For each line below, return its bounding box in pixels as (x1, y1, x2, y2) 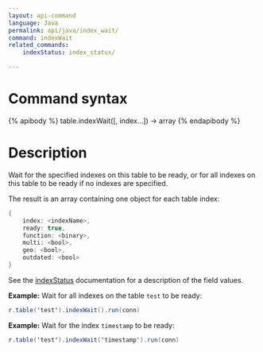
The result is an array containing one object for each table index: (8, 194, 220, 203)
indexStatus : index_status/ (22, 48, 115, 56)
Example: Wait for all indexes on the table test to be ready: (8, 291, 203, 300)
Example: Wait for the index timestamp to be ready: (8, 320, 175, 330)
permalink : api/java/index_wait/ (8, 26, 119, 34)
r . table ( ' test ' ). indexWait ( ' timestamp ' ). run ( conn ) (8, 335, 180, 344)
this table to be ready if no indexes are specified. (8, 178, 168, 188)
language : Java (8, 19, 59, 27)
